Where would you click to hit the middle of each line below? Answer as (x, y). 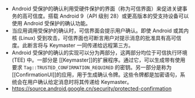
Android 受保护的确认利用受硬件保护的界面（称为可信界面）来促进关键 (97, 9)
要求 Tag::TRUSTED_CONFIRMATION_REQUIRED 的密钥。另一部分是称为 (92, 67)
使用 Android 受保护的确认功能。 (51, 23)
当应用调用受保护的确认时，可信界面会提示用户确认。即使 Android (92, 31)
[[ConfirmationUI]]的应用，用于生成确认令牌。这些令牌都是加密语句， (96, 75)
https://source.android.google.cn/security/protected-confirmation (92, 89)
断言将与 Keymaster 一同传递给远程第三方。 (80, 45)
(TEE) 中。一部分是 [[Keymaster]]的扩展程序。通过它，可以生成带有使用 (98, 60)
